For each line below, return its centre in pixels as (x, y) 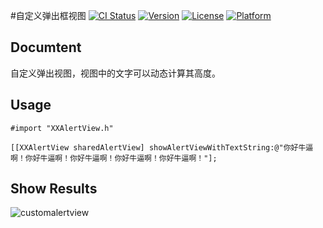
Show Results (54, 189)
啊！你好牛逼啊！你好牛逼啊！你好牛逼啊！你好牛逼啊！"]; (114, 158)
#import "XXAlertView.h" (62, 128)
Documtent (46, 47)
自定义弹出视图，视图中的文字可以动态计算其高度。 (115, 73)
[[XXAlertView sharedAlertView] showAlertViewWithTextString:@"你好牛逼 (162, 147)
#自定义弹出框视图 (48, 15)
